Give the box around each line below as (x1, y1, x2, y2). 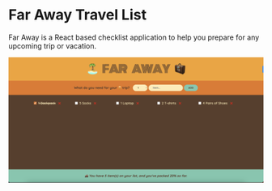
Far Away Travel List (8, 6, 147, 24)
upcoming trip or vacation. (8, 40, 97, 50)
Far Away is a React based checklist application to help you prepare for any (8, 32, 260, 42)
